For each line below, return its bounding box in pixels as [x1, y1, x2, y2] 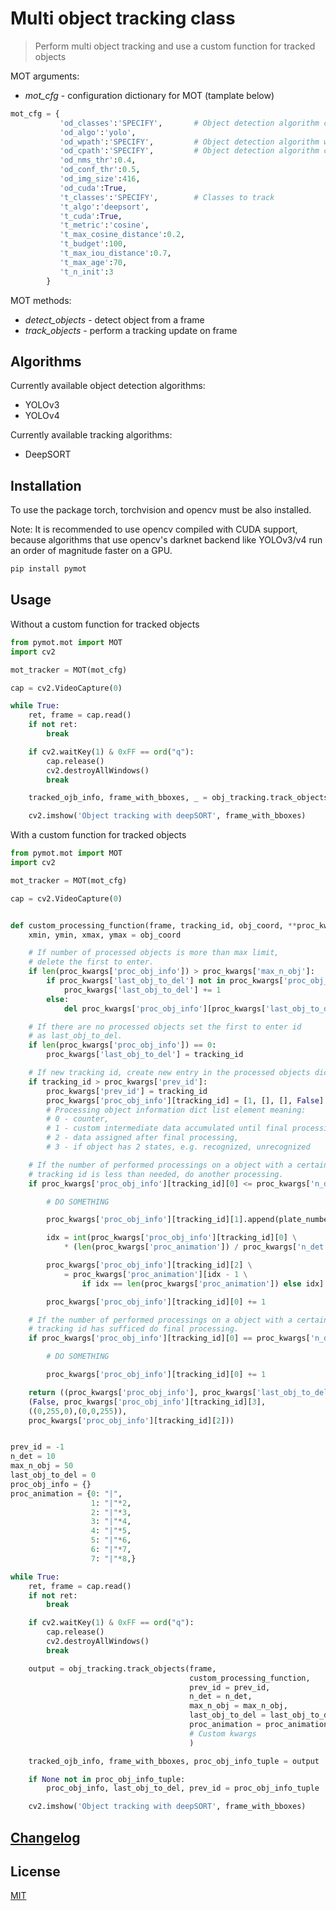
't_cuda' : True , [59, 211, 123, 221]
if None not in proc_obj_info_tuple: [28, 1774, 186, 1784]
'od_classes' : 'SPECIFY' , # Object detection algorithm [59, 118, 320, 128]
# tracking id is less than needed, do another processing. [28, 1169, 284, 1179]
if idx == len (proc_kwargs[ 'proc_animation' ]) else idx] [81, 1278, 325, 1289]
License [10, 1863, 61, 1880]
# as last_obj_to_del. [28, 1031, 123, 1041]
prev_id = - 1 [10, 1442, 65, 1452]
